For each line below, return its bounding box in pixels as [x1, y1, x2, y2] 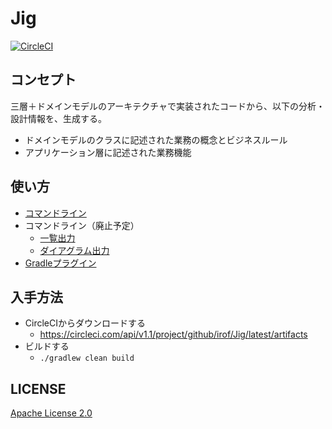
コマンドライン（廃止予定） [24, 219, 140, 231]
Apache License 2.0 [10, 407, 93, 419]
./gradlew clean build [39, 353, 135, 364]
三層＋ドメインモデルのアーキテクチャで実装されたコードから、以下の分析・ [10, 100, 326, 112]
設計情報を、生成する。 [10, 112, 107, 124]
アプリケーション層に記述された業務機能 [24, 146, 192, 158]
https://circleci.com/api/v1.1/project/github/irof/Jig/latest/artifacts [39, 328, 308, 341]
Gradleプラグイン [24, 257, 97, 269]
